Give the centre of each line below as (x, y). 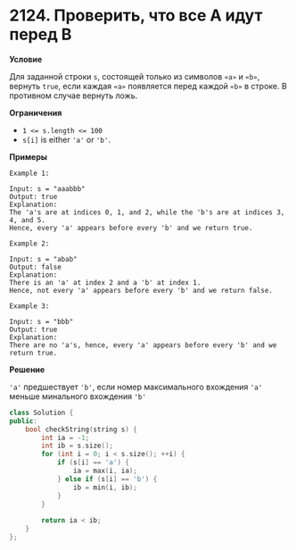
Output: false (36, 267)
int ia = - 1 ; (66, 437)
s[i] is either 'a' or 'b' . (66, 139)
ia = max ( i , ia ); (105, 471)
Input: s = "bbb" (41, 321)
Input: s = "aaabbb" (48, 188)
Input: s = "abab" (43, 259)
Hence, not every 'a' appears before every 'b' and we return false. (141, 290)
